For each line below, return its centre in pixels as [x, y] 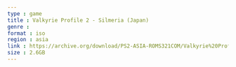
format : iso [26, 33]
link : [17, 46]
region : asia [28, 40]
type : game [25, 14]
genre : [19, 27]
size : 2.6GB [26, 53]
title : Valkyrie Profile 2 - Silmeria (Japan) [78, 20]
